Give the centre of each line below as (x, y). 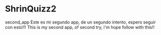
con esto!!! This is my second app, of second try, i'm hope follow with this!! (80, 27)
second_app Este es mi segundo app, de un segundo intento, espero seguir (80, 22)
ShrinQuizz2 (31, 9)
